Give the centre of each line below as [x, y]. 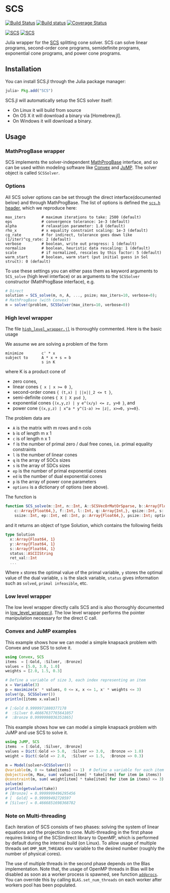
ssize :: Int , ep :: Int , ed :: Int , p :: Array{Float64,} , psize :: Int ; [83, 516]
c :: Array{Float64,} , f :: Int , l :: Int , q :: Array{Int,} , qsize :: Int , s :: [90, 511]
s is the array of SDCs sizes [41, 466]
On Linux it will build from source [47, 110]
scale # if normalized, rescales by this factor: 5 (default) [83, 253]
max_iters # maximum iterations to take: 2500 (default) [73, 217]
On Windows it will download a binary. [52, 121]
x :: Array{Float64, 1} [33, 539]
